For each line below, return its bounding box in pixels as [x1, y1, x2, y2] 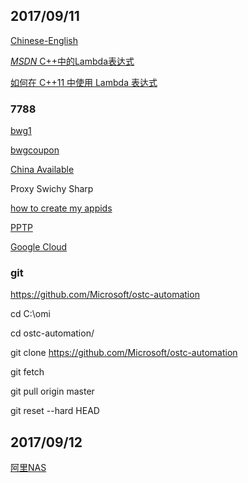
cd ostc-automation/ [10, 327, 95, 339]
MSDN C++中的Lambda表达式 [10, 55, 135, 67]
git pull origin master [10, 385, 95, 398]
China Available [10, 164, 75, 176]
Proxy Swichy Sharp [10, 183, 94, 195]
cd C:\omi [10, 308, 51, 320]
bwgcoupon [10, 144, 60, 156]
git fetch [10, 366, 45, 378]
